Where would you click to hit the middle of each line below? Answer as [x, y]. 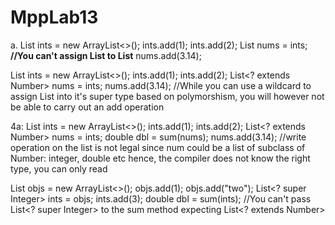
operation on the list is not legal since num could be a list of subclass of [158, 147]
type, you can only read [59, 168]
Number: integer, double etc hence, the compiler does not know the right [160, 158]
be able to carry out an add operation [87, 107]
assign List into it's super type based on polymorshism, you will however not [167, 96]
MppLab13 [54, 17]
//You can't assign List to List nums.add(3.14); [106, 55]
